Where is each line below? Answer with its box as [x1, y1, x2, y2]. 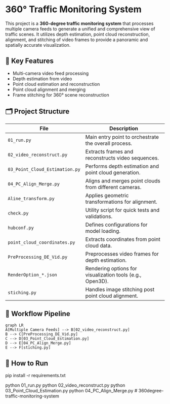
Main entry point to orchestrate [85, 133, 159, 140]
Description [109, 125, 138, 132]
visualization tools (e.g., [85, 271, 142, 278]
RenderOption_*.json [8, 272, 57, 277]
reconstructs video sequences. [85, 154, 159, 161]
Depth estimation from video [12, 75, 72, 82]
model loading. [85, 227, 120, 234]
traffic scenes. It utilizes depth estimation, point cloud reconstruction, [5, 31, 150, 37]
